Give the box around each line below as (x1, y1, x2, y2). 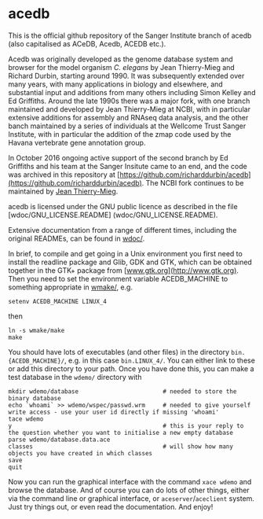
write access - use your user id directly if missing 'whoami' (8, 408, 220, 416)
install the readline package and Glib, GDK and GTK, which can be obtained (8, 257, 253, 267)
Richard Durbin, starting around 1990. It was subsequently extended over (8, 71, 245, 80)
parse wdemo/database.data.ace (8, 436, 111, 444)
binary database (8, 394, 61, 402)
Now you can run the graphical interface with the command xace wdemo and (8, 477, 252, 486)
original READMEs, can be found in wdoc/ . (8, 234, 145, 243)
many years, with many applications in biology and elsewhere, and (8, 79, 224, 89)
